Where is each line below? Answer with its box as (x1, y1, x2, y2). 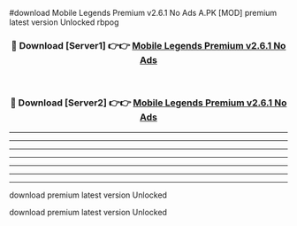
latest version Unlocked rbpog (9, 17, 119, 27)
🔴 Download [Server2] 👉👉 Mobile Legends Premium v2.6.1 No (10, 97, 287, 109)
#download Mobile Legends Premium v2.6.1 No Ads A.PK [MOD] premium (9, 8, 278, 18)
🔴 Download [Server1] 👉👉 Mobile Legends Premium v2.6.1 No (11, 39, 286, 51)
